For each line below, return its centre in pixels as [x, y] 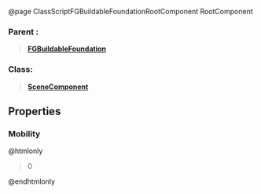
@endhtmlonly [32, 181]
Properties [35, 111]
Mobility [24, 133]
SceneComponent [58, 87]
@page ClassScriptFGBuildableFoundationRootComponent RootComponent [130, 11]
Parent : [24, 32]
